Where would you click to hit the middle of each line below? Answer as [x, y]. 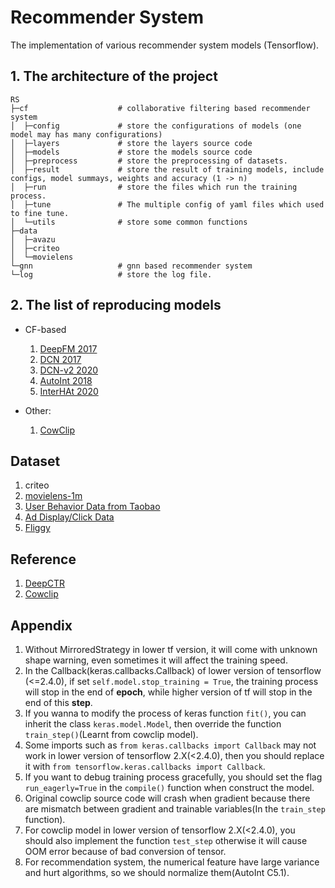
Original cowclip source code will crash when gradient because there [167, 798]
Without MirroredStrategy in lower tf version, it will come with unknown [171, 649]
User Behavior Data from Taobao [92, 507]
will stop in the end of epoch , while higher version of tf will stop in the [168, 692]
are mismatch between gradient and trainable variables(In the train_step [175, 809]
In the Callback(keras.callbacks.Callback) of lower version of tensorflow [173, 670]
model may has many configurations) [86, 134]
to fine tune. [40, 213]
